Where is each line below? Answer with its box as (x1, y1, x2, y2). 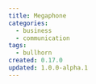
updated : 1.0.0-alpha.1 (8, 64, 89, 72)
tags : (8, 42, 27, 50)
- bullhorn (15, 49, 52, 57)
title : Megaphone (8, 11, 67, 20)
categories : (8, 19, 48, 27)
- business (15, 26, 52, 34)
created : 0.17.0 (8, 57, 63, 65)
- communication (15, 34, 70, 42)
